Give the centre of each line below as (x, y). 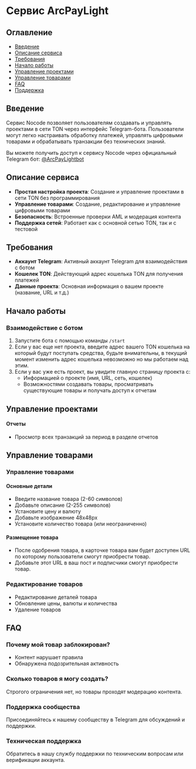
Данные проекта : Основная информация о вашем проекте (89, 286)
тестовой (26, 229)
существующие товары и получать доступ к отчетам (90, 391)
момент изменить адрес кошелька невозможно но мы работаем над (102, 360)
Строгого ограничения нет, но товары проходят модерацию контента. (94, 692)
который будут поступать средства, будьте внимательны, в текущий (101, 353)
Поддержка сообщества (43, 707)
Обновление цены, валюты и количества (66, 603)
